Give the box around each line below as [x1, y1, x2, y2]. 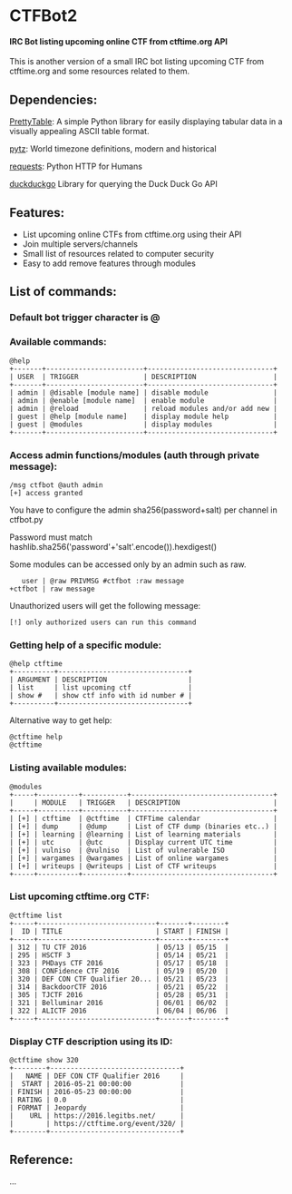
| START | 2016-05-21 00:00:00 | [9, 1080, 184, 1089]
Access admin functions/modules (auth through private [9, 448, 260, 461]
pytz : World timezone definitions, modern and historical [9, 143, 217, 154]
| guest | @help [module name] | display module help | [9, 412, 278, 421]
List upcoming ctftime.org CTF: [9, 890, 150, 903]
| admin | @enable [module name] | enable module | [9, 396, 278, 405]
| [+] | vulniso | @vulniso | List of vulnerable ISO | [9, 846, 278, 855]
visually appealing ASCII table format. [9, 126, 150, 137]
